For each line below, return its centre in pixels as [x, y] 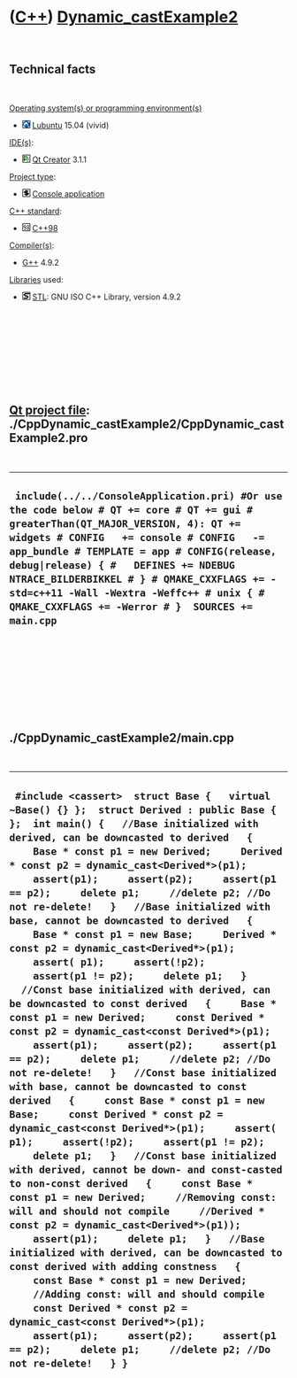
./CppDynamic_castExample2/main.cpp [122, 737]
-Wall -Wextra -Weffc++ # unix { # [167, 592]
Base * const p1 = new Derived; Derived [157, 851]
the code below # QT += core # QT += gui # [131, 510]
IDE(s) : [21, 142]
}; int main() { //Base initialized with [134, 823]
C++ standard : [35, 211]
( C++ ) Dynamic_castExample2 [124, 17]
